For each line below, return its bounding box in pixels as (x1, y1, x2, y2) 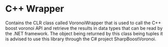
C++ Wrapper (5, 3, 65, 15)
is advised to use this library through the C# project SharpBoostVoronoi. (5, 36, 156, 42)
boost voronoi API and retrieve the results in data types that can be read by (5, 25, 163, 31)
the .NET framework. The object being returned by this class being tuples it (5, 30, 163, 36)
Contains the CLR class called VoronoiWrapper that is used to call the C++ (5, 20, 161, 26)
